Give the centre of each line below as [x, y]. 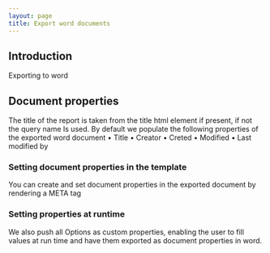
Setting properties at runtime [67, 214]
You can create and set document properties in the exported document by [133, 185]
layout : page [30, 16]
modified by [28, 146]
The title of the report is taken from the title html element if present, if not [131, 120]
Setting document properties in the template [98, 167]
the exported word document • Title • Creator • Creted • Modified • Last [130, 137]
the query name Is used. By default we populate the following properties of [134, 129]
